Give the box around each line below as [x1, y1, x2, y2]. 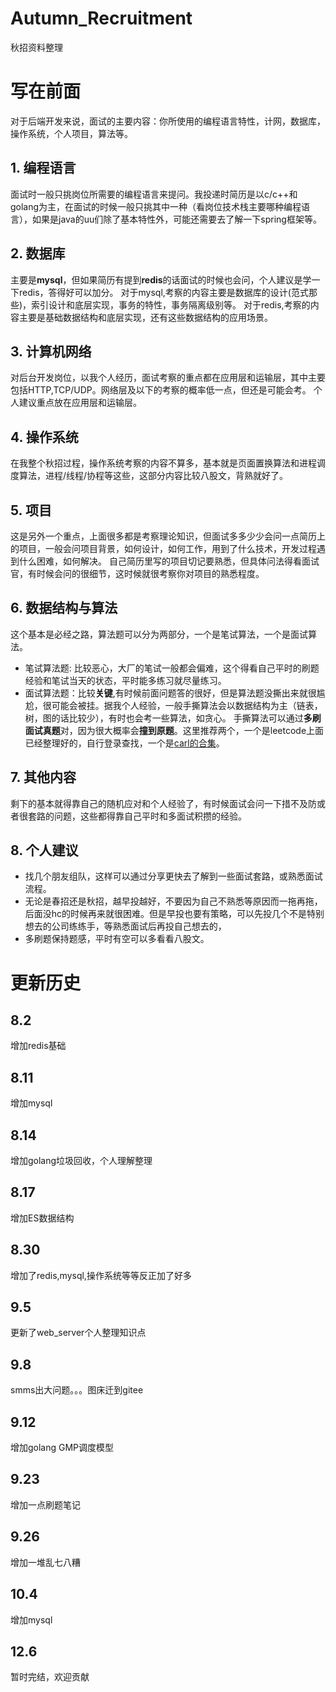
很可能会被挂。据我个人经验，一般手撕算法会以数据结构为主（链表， [42, 699, 323, 711]
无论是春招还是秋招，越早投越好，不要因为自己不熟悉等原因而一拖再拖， [24, 895, 323, 907]
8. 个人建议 [10, 842, 79, 859]
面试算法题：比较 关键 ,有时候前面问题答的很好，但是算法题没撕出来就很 [24, 687, 317, 699]
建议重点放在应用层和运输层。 [18, 397, 142, 409]
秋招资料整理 [10, 41, 63, 53]
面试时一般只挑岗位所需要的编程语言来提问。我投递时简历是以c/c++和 [10, 188, 298, 200]
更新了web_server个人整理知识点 [10, 1327, 147, 1339]
